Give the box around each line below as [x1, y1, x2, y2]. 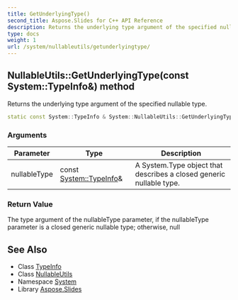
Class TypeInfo [17, 262, 62, 271]
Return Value [7, 199, 53, 209]
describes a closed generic [135, 169, 225, 179]
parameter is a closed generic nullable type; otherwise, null [7, 223, 181, 231]
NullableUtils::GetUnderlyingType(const [7, 70, 189, 82]
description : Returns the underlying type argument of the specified [7, 23, 217, 30]
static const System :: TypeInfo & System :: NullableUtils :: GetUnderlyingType [7, 113, 236, 121]
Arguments [7, 130, 47, 140]
